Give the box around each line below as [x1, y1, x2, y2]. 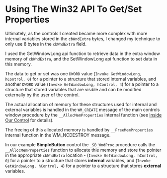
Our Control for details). [5, 117, 54, 123]
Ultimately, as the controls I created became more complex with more [5, 30, 148, 36]
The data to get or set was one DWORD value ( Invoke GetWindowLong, [5, 70, 143, 76]
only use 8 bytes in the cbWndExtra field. [5, 41, 87, 47]
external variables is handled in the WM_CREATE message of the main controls [5, 107, 160, 113]
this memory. [5, 61, 32, 67]
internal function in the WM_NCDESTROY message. [5, 132, 111, 138]
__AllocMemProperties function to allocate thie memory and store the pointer [5, 147, 162, 153]
